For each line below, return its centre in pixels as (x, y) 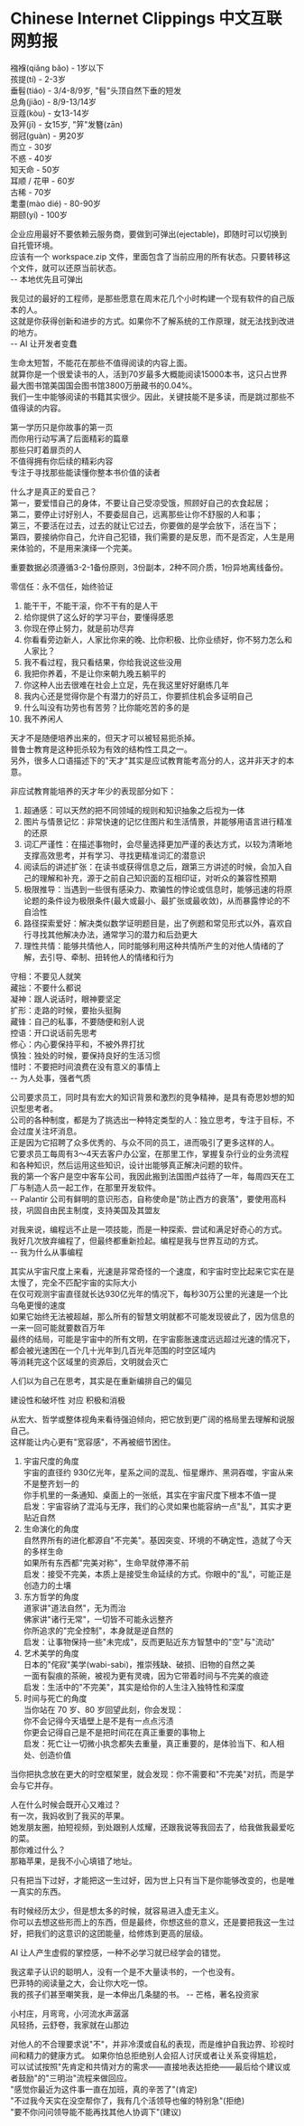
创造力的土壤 (47, 1585)
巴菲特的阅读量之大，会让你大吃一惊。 (81, 1983)
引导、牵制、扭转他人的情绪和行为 (111, 957)
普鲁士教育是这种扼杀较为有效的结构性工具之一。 (101, 749)
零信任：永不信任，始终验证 (62, 586)
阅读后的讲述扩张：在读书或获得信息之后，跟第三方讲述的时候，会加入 (154, 866)
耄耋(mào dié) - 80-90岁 (56, 203)
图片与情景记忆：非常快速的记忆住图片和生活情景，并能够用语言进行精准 (157, 821)
